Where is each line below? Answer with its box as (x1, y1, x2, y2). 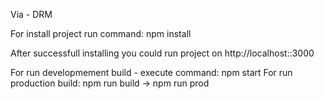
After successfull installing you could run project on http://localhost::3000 (10, 47, 315, 59)
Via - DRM (10, 9, 53, 20)
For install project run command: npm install (10, 28, 192, 39)
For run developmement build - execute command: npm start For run (10, 67, 293, 78)
